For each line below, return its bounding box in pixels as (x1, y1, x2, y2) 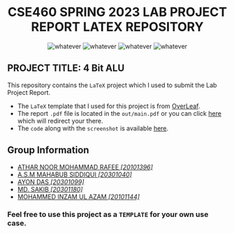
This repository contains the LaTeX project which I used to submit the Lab (7, 81, 217, 89)
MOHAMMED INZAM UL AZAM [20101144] (17, 193, 140, 201)
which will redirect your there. (17, 116, 103, 125)
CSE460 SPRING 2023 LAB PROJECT (7, 4, 228, 20)
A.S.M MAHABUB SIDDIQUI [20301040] (17, 170, 133, 179)
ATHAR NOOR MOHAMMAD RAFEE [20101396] (17, 163, 154, 171)
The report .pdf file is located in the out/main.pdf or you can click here (17, 109, 222, 117)
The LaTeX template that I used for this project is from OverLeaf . (17, 102, 200, 110)
